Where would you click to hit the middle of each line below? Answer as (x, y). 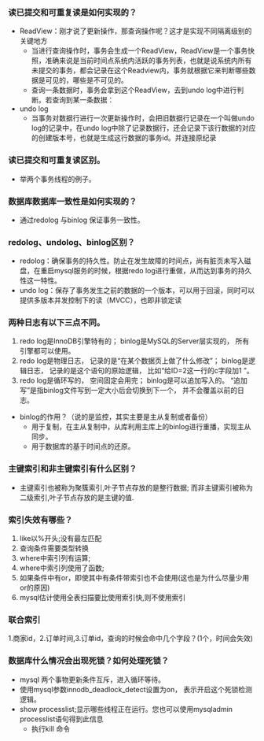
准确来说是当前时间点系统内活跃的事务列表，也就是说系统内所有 (148, 61)
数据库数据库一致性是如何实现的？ (73, 201)
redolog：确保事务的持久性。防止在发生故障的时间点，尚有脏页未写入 (132, 261)
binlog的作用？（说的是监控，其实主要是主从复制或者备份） (115, 417)
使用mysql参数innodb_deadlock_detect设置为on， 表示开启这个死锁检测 (136, 689)
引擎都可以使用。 (47, 351)
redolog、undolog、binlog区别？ (72, 242)
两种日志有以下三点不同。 (57, 323)
